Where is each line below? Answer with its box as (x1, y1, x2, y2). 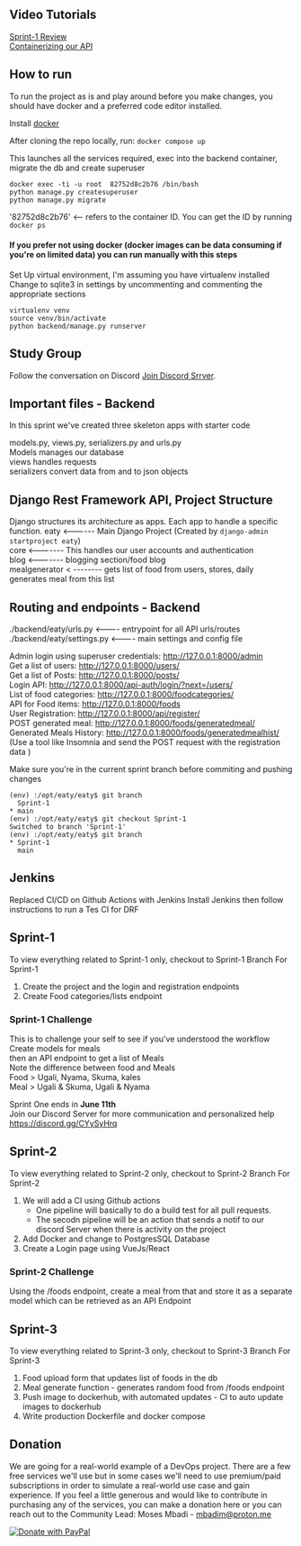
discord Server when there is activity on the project (35, 1223, 226, 1234)
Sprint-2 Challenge (9, 1265, 94, 1278)
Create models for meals (9, 1043, 101, 1053)
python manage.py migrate (9, 196, 106, 205)
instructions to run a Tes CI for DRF (9, 904, 139, 914)
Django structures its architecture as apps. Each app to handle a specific (9, 516, 279, 527)
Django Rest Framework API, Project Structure (9, 492, 273, 507)
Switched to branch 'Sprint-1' (9, 823, 127, 832)
